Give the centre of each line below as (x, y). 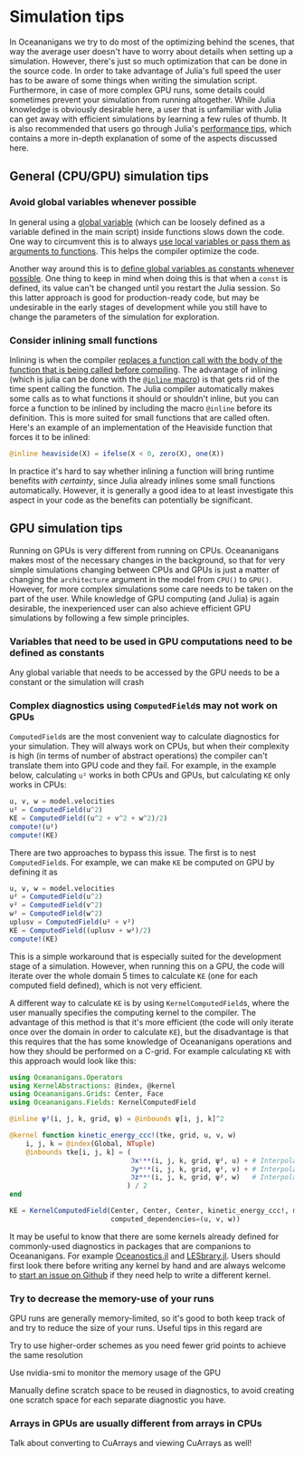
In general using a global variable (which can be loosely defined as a (137, 222)
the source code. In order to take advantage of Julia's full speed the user (145, 71)
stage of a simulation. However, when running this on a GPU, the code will (147, 966)
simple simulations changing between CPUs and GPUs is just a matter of (144, 570)
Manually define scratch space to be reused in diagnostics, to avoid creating (152, 1391)
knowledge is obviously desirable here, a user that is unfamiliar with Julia (146, 109)
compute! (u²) (34, 826)
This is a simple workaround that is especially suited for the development (146, 956)
